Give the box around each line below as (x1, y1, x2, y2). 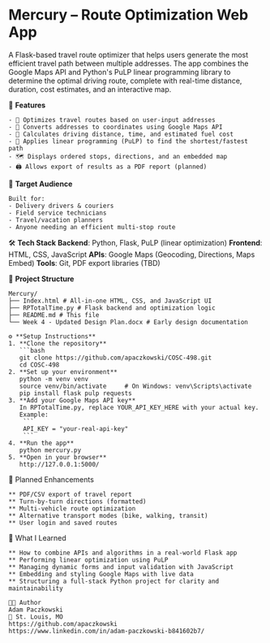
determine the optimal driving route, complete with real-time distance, (8, 76, 242, 85)
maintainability (8, 584, 63, 593)
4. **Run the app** (8, 439, 75, 447)
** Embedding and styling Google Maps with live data (8, 570, 195, 578)
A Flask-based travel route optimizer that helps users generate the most (8, 50, 249, 59)
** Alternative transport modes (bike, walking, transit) (8, 511, 208, 519)
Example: (19, 411, 49, 419)
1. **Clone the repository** (8, 339, 107, 347)
